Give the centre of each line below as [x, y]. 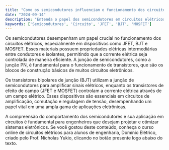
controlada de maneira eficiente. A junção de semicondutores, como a [78, 60]
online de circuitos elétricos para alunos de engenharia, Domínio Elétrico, [81, 133]
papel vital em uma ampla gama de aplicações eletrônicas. [66, 107]
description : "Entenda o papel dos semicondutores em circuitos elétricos [85, 19]
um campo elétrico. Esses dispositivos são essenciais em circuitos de [77, 96]
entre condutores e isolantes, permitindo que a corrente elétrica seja [76, 54]
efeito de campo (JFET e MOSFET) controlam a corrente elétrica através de [83, 91]
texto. [11, 143]
